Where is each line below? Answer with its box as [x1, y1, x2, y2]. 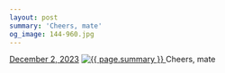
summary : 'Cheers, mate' [9, 21, 103, 30]
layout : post [9, 12, 58, 22]
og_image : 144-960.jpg [9, 29, 94, 38]
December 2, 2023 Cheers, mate [9, 54, 216, 65]
